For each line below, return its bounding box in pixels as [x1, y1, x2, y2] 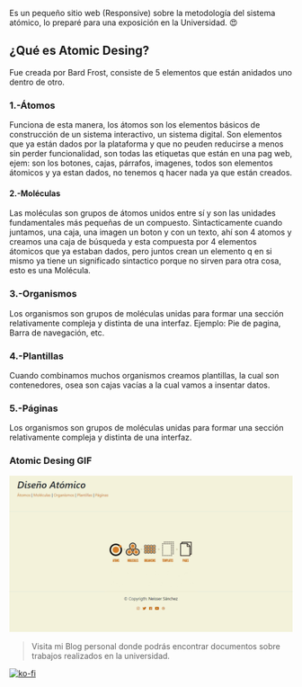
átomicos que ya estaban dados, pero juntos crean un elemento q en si [9, 246, 272, 257]
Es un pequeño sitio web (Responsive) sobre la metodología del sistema [9, 8, 276, 18]
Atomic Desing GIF [9, 454, 93, 467]
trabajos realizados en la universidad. [31, 651, 171, 662]
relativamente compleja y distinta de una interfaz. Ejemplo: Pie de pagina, [9, 317, 281, 328]
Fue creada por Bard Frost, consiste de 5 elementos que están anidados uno [9, 67, 292, 77]
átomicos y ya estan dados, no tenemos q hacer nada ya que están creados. [9, 167, 293, 178]
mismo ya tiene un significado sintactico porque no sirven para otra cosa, [9, 255, 281, 266]
